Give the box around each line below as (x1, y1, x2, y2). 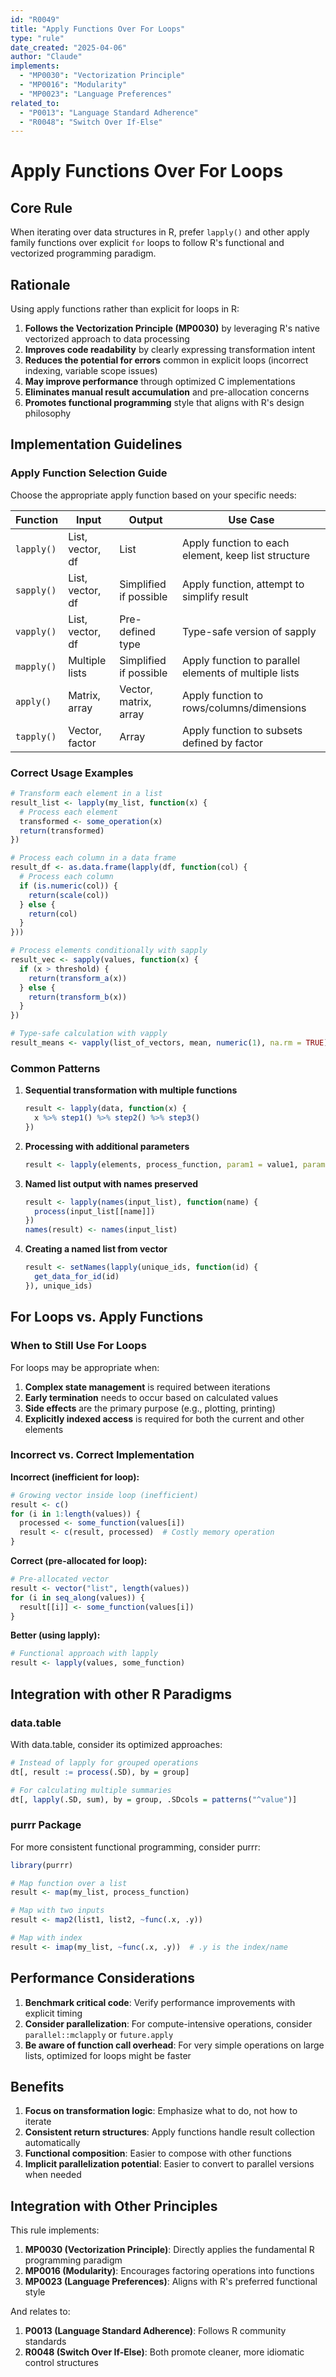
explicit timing (24, 2007, 83, 2019)
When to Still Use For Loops (10, 1339, 147, 1353)
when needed (24, 2169, 82, 2181)
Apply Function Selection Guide (10, 466, 168, 480)
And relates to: (10, 2306, 71, 2318)
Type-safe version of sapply (182, 624, 317, 638)
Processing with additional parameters (24, 1140, 190, 1152)
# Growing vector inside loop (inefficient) (10, 1490, 199, 1500)
